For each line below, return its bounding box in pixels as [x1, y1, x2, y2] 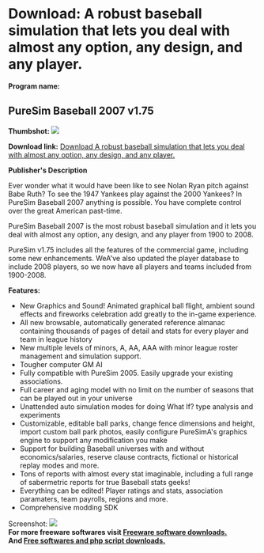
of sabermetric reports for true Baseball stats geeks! [19, 477, 191, 487]
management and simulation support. [19, 351, 142, 361]
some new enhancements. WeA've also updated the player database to [8, 253, 239, 263]
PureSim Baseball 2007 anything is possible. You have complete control [8, 197, 242, 206]
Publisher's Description [8, 165, 88, 175]
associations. [19, 377, 63, 386]
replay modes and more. [19, 460, 100, 470]
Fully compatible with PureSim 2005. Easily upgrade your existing [19, 368, 233, 377]
